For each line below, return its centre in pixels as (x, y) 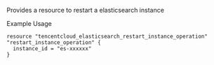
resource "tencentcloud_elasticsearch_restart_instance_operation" (107, 36)
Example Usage (29, 23)
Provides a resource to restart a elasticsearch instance (85, 10)
